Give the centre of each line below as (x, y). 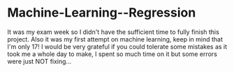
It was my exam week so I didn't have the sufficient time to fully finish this (114, 32)
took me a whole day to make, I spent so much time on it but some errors (112, 54)
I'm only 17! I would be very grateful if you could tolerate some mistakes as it (117, 46)
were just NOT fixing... (39, 61)
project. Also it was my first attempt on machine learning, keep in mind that (115, 39)
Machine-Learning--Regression (102, 13)
